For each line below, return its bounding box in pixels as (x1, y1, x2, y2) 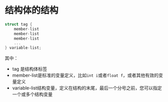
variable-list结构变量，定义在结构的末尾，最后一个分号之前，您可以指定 (12, 85, 162, 91)
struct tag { (5, 21, 33, 27)
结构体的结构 (5, 5, 59, 16)
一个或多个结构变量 (12, 91, 53, 97)
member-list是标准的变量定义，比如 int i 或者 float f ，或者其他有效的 (12, 72, 159, 79)
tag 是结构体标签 (12, 66, 47, 72)
